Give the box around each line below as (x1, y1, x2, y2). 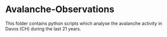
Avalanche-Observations (5, 4, 115, 15)
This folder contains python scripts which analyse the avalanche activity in (5, 20, 162, 26)
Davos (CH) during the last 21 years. (5, 25, 82, 31)
